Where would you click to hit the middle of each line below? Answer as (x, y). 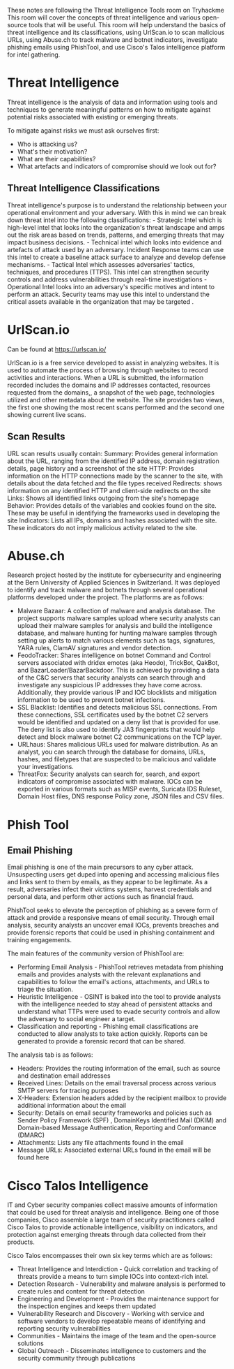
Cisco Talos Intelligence (78, 1186)
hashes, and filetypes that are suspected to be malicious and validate (117, 759)
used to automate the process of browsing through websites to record (108, 370)
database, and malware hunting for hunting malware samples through (117, 633)
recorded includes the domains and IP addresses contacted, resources (109, 385)
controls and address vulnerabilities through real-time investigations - (107, 279)
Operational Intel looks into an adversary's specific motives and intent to (111, 286)
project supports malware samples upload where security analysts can (119, 618)
